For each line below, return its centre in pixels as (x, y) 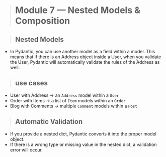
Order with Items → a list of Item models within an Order (68, 100)
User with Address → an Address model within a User (64, 95)
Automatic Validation (49, 122)
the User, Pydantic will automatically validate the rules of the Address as (85, 62)
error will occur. (26, 149)
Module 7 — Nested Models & (78, 10)
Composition (43, 21)
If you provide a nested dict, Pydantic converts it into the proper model (83, 134)
